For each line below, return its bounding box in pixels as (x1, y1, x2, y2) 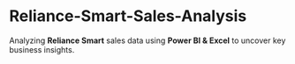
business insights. (9, 44, 75, 54)
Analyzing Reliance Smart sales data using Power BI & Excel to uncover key (9, 35, 286, 46)
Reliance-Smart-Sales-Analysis (9, 6, 247, 26)
